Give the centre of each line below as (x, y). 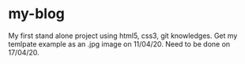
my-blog (37, 14)
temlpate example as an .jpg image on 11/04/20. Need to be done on (119, 43)
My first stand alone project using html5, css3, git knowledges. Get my (123, 36)
